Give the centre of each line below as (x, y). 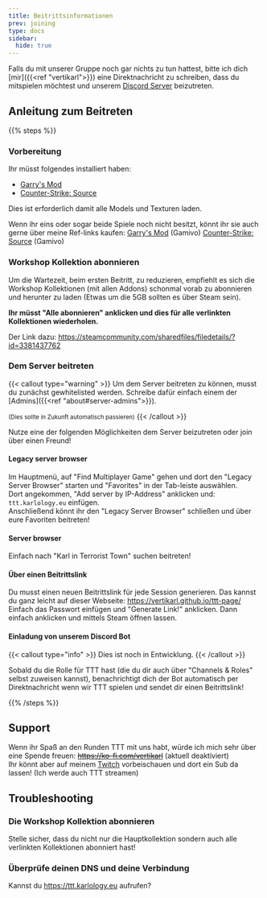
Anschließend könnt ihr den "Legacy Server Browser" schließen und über (130, 511)
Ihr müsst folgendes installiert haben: (70, 169)
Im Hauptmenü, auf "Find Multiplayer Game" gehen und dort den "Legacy (130, 477)
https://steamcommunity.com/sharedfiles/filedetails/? (147, 337)
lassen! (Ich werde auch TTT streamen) (74, 773)
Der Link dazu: (33, 337)
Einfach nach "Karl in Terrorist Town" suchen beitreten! (100, 556)
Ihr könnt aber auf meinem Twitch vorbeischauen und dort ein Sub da (123, 764)
